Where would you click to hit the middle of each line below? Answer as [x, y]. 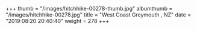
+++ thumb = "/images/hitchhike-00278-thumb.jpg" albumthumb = [89, 9]
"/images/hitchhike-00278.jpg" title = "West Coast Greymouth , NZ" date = [98, 15]
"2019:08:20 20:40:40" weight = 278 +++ [58, 21]
